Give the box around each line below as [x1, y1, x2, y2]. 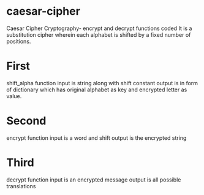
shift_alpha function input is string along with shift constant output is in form [6, 79, 198, 86]
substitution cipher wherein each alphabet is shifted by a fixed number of [6, 31, 191, 38]
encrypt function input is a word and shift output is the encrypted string [6, 134, 187, 142]
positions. [6, 37, 31, 45]
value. [6, 92, 22, 99]
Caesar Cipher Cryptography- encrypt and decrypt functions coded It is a [6, 25, 192, 32]
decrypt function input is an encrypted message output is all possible [6, 176, 181, 183]
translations [6, 182, 36, 189]
